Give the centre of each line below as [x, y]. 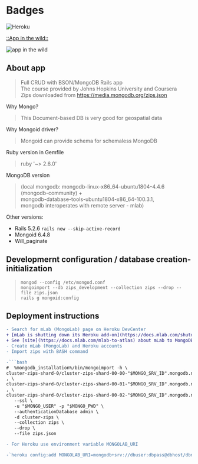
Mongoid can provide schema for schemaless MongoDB [89, 141]
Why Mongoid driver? [32, 129]
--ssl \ [23, 400]
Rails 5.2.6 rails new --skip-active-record [67, 228]
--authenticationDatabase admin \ [56, 411]
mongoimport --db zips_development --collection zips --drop [97, 287]
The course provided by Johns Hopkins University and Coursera [99, 89]
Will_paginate [31, 241]
